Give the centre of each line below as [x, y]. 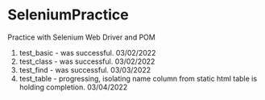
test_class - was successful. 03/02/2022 [87, 61]
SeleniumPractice [68, 15]
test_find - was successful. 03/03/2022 [85, 69]
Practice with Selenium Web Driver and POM [82, 37]
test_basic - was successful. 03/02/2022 [87, 52]
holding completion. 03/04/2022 [73, 87]
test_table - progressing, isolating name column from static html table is [138, 78]
